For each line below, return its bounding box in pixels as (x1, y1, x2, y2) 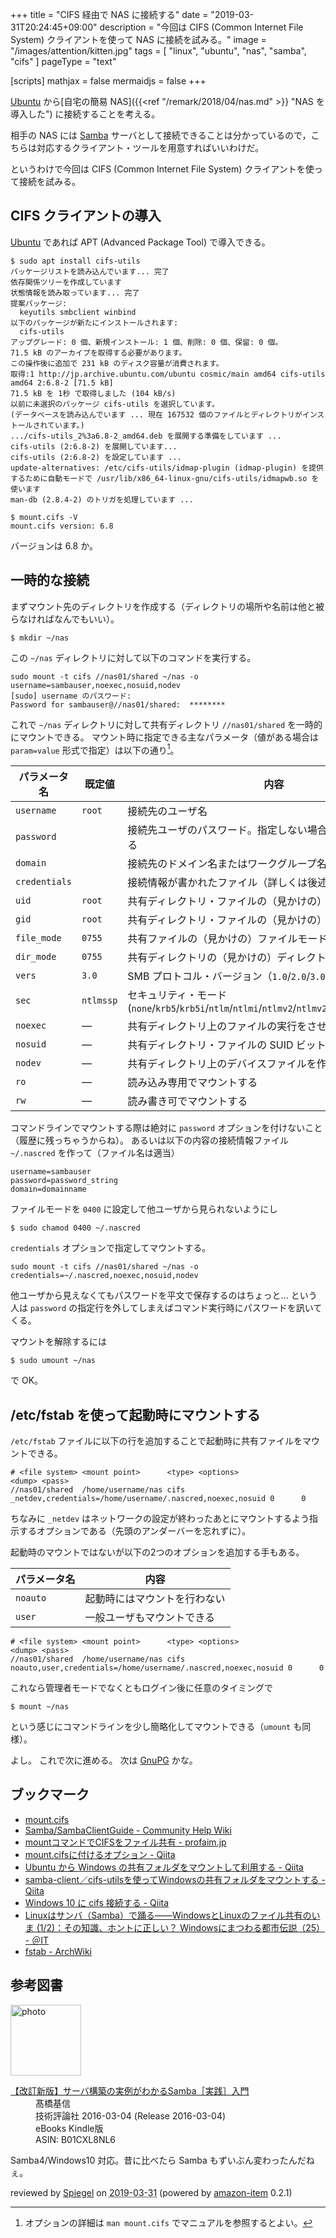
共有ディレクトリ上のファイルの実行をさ (127, 1019, 318, 1033)
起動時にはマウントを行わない (84, 1592, 226, 1606)
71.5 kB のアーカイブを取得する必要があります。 (10, 348, 187, 358)
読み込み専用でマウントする (127, 1076, 258, 1090)
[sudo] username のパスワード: (10, 691, 132, 701)
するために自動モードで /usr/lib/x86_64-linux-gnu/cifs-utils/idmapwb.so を (10, 473, 320, 483)
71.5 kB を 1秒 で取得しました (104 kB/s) (10, 388, 177, 398)
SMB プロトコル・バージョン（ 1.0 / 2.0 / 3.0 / (127, 969, 330, 983)
